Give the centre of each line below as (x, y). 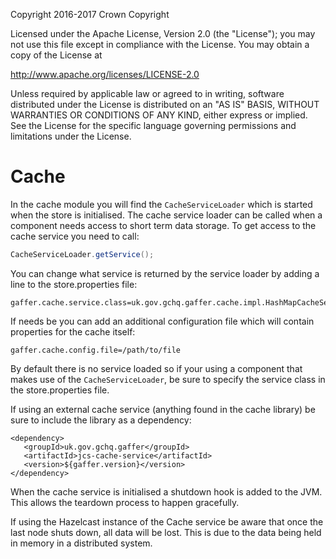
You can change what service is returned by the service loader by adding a (165, 273)
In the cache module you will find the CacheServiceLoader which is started (161, 204)
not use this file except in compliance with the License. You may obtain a (160, 44)
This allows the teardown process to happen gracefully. (125, 502)
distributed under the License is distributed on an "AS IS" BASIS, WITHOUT (165, 104)
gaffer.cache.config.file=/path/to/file (96, 350)
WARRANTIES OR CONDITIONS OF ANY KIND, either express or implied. (159, 115)
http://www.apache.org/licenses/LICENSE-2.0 (105, 74)
